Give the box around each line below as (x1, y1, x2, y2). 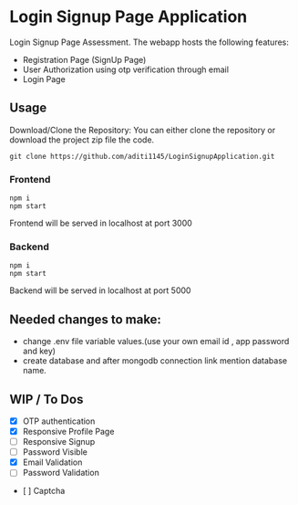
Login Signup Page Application (9, 6, 248, 27)
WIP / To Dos (9, 391, 84, 407)
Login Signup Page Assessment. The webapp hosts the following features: (9, 37, 289, 47)
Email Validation (22, 457, 83, 468)
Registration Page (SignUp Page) (22, 54, 147, 65)
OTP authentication (22, 416, 96, 426)
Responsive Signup (22, 437, 96, 447)
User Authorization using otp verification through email (22, 64, 230, 75)
